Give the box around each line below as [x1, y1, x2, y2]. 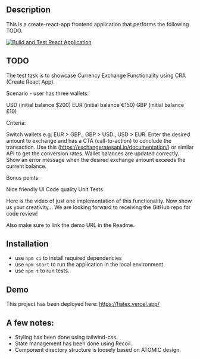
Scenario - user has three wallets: [6, 90, 89, 97]
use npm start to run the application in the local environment [14, 261, 164, 268]
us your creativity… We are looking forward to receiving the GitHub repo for [6, 203, 191, 211]
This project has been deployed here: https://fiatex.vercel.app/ [6, 300, 160, 308]
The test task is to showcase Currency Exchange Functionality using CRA [6, 72, 186, 79]
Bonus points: [6, 174, 40, 181]
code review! [6, 210, 38, 217]
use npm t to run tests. [14, 267, 70, 274]
